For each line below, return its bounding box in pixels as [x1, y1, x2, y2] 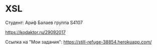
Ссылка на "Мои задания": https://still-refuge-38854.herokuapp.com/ [5, 38, 152, 45]
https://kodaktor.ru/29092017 [5, 29, 66, 35]
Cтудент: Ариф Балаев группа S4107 [5, 19, 83, 25]
